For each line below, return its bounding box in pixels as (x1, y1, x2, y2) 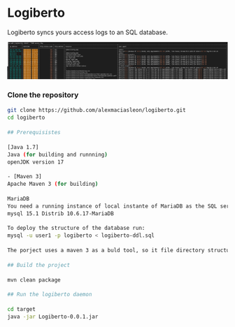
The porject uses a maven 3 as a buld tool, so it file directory (7, 247, 205, 254)
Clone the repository (7, 90, 79, 99)
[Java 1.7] (7, 143, 39, 151)
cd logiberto (7, 114, 45, 122)
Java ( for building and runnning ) (7, 151, 108, 158)
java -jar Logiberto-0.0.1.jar (7, 313, 99, 320)
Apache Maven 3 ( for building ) (7, 180, 99, 188)
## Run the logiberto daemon (7, 291, 92, 298)
